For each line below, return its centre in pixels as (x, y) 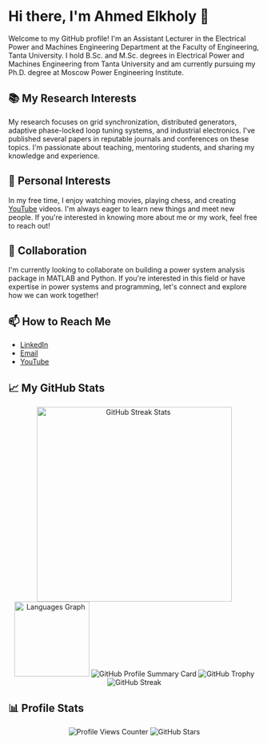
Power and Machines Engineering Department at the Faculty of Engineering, (134, 46)
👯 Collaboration (48, 251)
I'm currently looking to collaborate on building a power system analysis (127, 270)
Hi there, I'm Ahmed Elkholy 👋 (109, 16)
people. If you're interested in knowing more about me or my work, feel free (133, 217)
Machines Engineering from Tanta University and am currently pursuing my (132, 64)
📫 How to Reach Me (60, 322)
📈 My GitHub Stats (57, 388)
